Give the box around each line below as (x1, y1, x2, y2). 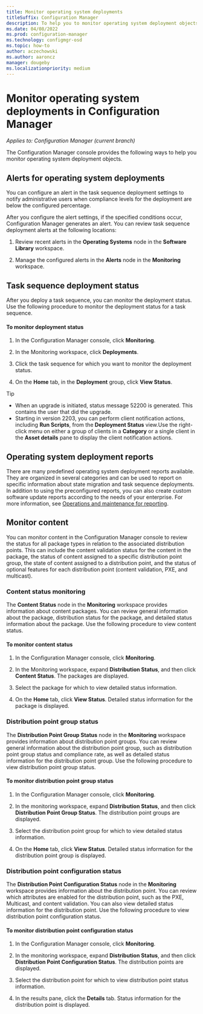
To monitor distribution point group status (6, 777, 114, 785)
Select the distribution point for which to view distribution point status (14, 976, 188, 984)
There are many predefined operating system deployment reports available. (6, 467, 195, 475)
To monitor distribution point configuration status (6, 927, 134, 934)
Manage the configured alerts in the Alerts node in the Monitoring (14, 256, 181, 264)
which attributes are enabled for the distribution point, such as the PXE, (6, 893, 184, 901)
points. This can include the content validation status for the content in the (6, 546, 192, 553)
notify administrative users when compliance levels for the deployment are (6, 195, 192, 203)
